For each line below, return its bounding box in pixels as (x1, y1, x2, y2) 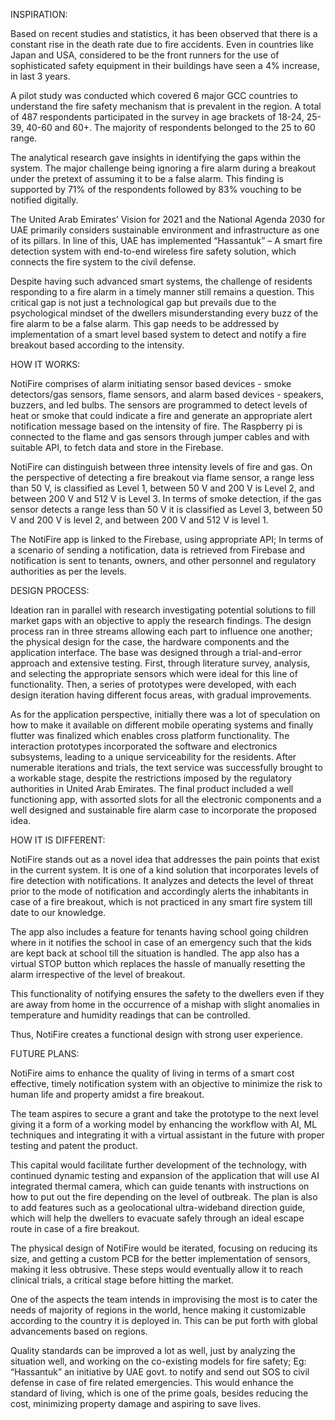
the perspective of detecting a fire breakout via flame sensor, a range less (10, 472, 315, 483)
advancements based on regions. (10, 1325, 148, 1337)
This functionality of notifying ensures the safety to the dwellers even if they (10, 988, 325, 999)
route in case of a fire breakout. (10, 1223, 140, 1234)
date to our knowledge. (10, 907, 107, 918)
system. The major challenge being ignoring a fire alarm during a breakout (10, 162, 317, 174)
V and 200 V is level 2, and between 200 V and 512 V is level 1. (10, 514, 269, 526)
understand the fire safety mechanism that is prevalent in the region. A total (10, 100, 322, 112)
